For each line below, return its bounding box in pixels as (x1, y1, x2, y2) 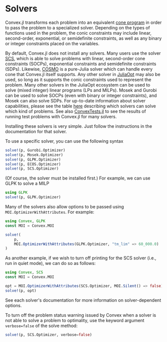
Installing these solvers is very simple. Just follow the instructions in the (5, 123, 153, 129)
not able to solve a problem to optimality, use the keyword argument (5, 317, 145, 323)
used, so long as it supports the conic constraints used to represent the (5, 77, 152, 83)
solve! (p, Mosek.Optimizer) (5, 152, 64, 157)
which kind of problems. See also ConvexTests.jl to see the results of (5, 108, 146, 114)
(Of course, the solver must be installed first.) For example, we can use (5, 175, 151, 181)
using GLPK (5, 190, 28, 195)
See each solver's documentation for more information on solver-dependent (5, 297, 162, 303)
